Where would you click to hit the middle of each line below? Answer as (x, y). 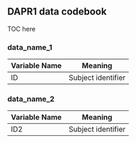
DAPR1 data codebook (57, 12)
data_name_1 (30, 47)
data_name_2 (31, 99)
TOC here (22, 28)
